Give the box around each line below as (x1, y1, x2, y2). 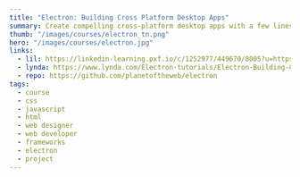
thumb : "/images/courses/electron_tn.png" (9, 29, 170, 38)
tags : (9, 80, 29, 88)
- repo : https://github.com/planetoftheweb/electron (17, 72, 218, 80)
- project (17, 154, 54, 164)
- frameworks (17, 138, 66, 147)
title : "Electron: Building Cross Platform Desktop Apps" (9, 13, 229, 22)
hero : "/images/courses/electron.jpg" (9, 38, 154, 47)
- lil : (17, 55, 42, 63)
